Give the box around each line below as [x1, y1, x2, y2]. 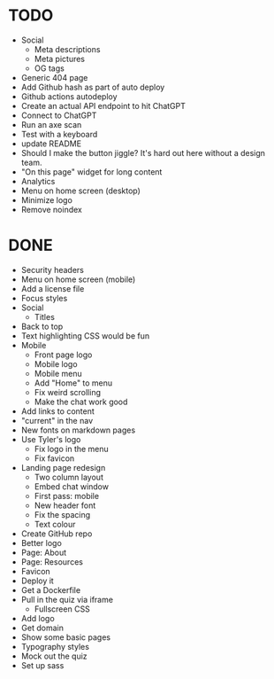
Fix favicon [34, 453, 75, 464]
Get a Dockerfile [20, 584, 81, 595]
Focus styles [20, 293, 68, 303]
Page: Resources [20, 556, 83, 567]
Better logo [20, 537, 63, 548]
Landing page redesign [20, 462, 106, 472]
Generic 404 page [20, 72, 88, 82]
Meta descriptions [34, 43, 101, 54]
